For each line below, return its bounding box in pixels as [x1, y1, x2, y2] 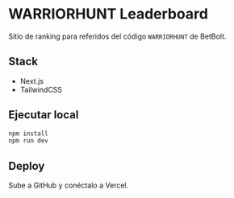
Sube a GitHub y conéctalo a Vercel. [8, 180, 129, 190]
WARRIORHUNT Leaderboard [8, 5, 208, 23]
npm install [8, 130, 48, 138]
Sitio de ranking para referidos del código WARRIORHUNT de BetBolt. [8, 31, 227, 41]
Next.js [19, 76, 44, 85]
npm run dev [8, 137, 48, 145]
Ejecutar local [8, 108, 79, 122]
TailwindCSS [19, 85, 63, 94]
